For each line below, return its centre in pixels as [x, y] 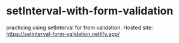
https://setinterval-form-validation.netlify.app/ [63, 33]
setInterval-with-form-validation [90, 11]
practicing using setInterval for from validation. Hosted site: [80, 27]
